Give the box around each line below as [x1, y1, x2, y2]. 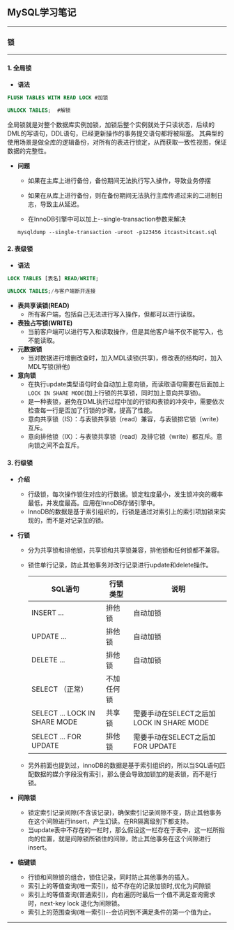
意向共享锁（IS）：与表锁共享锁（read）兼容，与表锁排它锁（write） [27, 415, 223, 423]
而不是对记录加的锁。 [46, 516, 108, 525]
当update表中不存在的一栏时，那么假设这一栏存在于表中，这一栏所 [27, 826, 219, 834]
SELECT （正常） [31, 684, 88, 694]
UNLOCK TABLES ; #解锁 [7, 107, 71, 114]
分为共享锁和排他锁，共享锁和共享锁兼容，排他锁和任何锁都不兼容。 [27, 546, 224, 554]
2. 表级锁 [7, 244, 33, 253]
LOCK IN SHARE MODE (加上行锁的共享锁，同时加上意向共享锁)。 [27, 388, 205, 397]
